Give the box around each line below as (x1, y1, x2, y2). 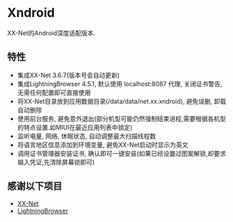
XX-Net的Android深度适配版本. (7, 29, 96, 37)
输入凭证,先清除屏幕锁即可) (17, 158, 95, 166)
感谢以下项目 (7, 180, 63, 192)
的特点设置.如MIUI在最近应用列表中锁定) (17, 123, 133, 132)
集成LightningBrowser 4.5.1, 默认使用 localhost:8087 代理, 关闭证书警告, (17, 79, 223, 88)
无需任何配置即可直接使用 (17, 88, 91, 97)
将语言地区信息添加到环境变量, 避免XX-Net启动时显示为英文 (17, 141, 189, 149)
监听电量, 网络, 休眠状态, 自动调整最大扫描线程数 (17, 132, 156, 140)
